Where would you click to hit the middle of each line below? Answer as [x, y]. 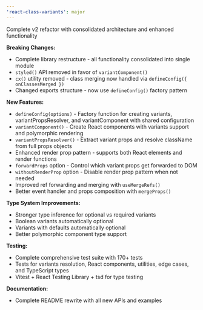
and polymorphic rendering [49, 133]
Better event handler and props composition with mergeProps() [93, 191]
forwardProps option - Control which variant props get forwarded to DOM [106, 165]
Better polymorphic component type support [71, 234]
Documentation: [27, 288]
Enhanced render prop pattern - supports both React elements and [98, 152]
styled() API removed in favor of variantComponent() [81, 72]
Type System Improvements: [43, 203]
